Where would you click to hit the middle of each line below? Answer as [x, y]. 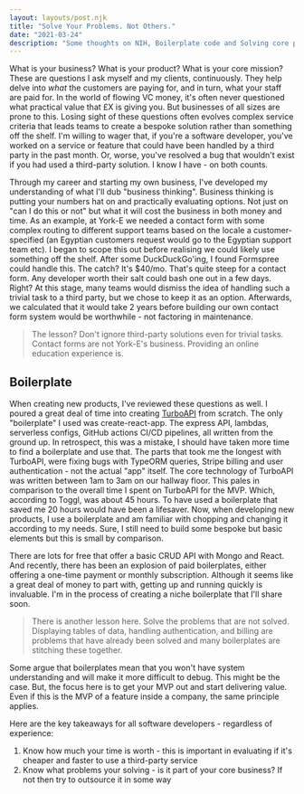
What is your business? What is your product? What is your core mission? [146, 69]
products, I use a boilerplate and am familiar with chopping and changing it [149, 519]
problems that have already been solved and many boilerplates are [156, 641]
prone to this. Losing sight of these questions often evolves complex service [152, 117]
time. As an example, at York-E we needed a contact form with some [137, 221]
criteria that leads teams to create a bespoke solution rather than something [151, 127]
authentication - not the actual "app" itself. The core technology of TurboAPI [152, 471]
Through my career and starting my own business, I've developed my [139, 183]
